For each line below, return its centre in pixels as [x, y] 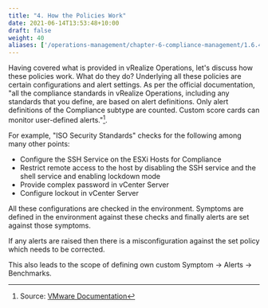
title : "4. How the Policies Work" [67, 16]
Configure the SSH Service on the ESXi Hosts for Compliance [120, 159]
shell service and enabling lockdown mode [90, 176]
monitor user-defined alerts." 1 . [58, 119]
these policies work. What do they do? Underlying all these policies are [125, 76]
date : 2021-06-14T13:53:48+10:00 [64, 23]
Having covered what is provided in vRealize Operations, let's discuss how [131, 68]
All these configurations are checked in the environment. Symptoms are [126, 209]
